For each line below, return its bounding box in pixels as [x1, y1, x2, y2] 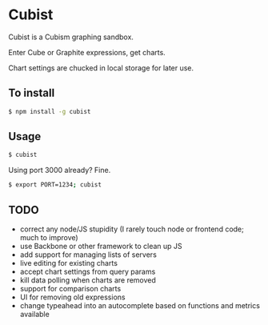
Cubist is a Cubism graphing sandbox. [8, 32, 134, 42]
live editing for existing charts [19, 259, 118, 267]
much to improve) [19, 233, 78, 242]
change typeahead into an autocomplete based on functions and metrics [19, 301, 260, 310]
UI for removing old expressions [19, 292, 126, 302]
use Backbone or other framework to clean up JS [19, 242, 182, 251]
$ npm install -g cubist [8, 107, 91, 115]
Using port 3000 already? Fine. [8, 166, 111, 175]
